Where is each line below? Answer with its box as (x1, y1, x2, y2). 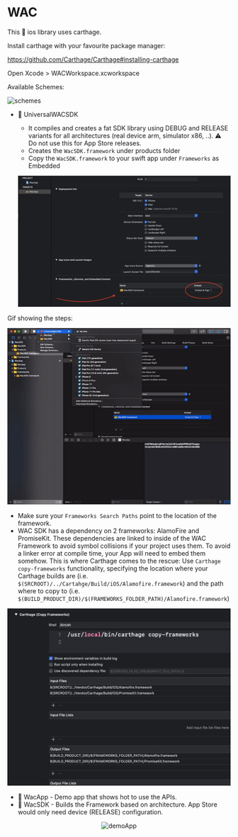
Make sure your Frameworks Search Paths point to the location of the (17, 512, 217, 520)
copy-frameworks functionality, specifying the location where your (17, 564, 208, 573)
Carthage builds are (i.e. (17, 572, 89, 580)
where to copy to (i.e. (17, 587, 80, 595)
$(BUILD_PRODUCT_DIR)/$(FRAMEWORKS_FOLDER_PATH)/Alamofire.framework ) (17, 595, 230, 603)
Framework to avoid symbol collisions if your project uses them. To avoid (17, 541, 231, 550)
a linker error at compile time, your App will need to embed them (17, 549, 206, 558)
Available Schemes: (7, 82, 65, 91)
